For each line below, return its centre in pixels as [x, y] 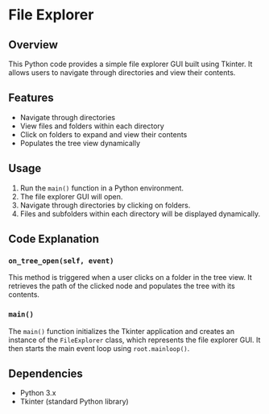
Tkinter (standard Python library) [74, 402]
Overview [33, 45]
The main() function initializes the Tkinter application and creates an [122, 331]
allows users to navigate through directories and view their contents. [122, 73]
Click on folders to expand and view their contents [103, 134]
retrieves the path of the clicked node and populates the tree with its [122, 286]
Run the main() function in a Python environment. [101, 188]
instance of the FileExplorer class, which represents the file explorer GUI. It [134, 340]
